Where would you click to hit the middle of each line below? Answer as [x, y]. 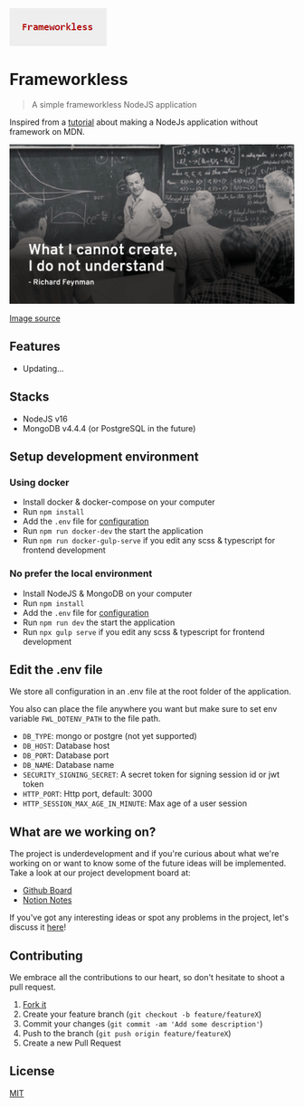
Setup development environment [104, 456]
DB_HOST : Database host [66, 746]
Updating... [43, 368]
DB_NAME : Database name [68, 765]
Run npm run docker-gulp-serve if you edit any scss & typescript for [149, 541]
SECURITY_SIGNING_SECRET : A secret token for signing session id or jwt [151, 775]
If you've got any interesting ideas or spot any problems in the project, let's [149, 918]
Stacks [29, 397]
